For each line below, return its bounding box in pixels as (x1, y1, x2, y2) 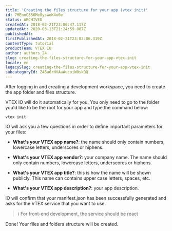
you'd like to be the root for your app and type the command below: (5, 105, 148, 110)
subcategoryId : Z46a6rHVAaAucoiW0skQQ (5, 70, 88, 75)
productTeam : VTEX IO (5, 46, 52, 51)
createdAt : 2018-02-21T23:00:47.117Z (5, 22, 86, 27)
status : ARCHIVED (5, 17, 43, 22)
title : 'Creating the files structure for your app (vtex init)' (5, 7, 148, 13)
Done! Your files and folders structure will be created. (5, 221, 119, 227)
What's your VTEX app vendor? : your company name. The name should (12, 155, 167, 160)
